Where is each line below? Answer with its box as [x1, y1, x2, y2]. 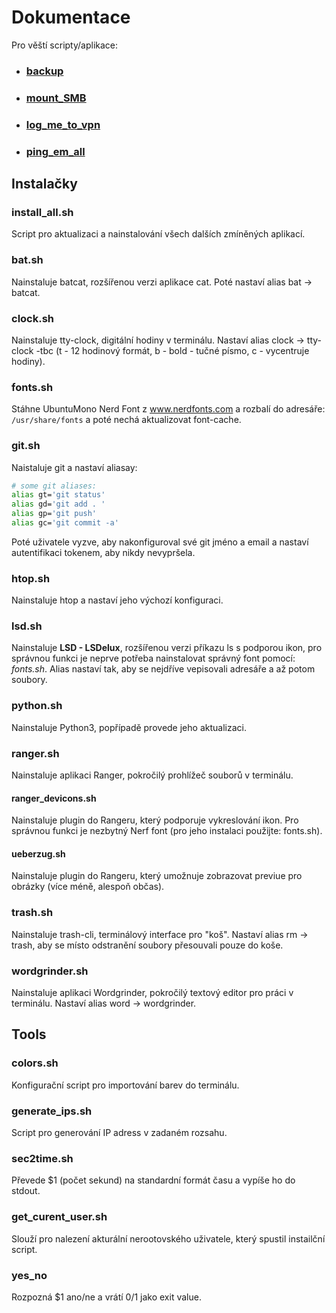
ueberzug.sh [11, 847, 66, 860]
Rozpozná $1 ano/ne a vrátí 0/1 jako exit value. [11, 1291, 202, 1303]
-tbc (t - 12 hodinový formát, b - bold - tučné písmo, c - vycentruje [35, 344, 310, 356]
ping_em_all [25, 144, 86, 158]
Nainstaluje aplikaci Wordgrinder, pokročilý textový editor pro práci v [11, 987, 294, 999]
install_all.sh [11, 205, 74, 219]
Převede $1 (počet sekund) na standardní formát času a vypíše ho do [11, 1174, 296, 1186]
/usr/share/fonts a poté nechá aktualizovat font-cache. [11, 414, 242, 426]
